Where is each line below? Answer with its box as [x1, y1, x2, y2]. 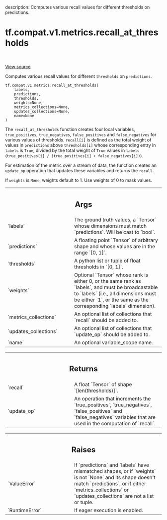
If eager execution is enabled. [74, 507, 143, 514]
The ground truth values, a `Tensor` [74, 216, 157, 223]
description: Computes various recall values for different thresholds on [5, 4, 150, 10]
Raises [71, 445, 96, 455]
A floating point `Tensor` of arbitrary [74, 237, 158, 244]
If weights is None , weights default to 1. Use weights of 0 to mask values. [5, 177, 153, 183]
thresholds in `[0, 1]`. [74, 263, 123, 270]
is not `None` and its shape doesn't [74, 474, 156, 481]
